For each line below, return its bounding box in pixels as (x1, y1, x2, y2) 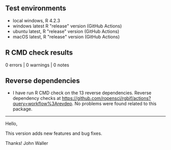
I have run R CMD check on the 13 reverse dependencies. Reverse (12, 90, 152, 96)
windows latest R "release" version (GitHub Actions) (12, 23, 122, 29)
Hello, (5, 121, 18, 127)
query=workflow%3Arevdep (12, 101, 72, 107)
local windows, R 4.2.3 (12, 17, 60, 23)
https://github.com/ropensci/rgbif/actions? (62, 95, 151, 101)
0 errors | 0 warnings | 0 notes (5, 62, 70, 68)
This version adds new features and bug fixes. (5, 130, 103, 136)
